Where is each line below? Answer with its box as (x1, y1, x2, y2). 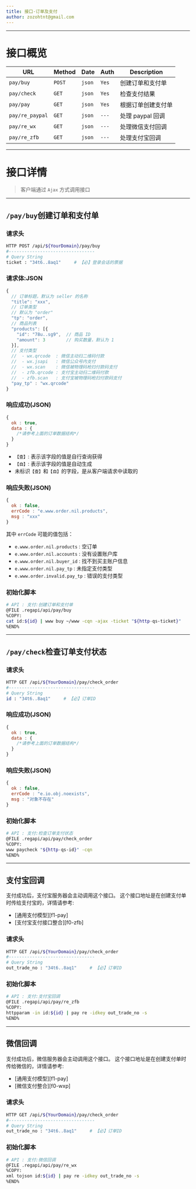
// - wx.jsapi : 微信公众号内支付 (11, 359, 96, 365)
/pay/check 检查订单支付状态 (6, 647, 107, 657)
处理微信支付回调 (120, 123, 167, 131)
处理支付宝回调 (120, 134, 162, 142)
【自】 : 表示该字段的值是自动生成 (14, 461, 92, 468)
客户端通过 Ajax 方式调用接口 (20, 186, 90, 193)
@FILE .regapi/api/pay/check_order (6, 836, 93, 841)
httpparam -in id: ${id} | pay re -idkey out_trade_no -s (6, 1010, 148, 1016)
